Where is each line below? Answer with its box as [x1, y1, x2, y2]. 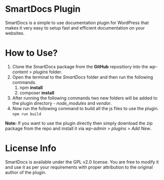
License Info [5, 143, 57, 154]
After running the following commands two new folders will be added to [12, 95, 158, 101]
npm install [19, 85, 43, 90]
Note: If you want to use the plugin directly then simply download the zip [5, 120, 153, 126]
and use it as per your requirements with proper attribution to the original [5, 164, 153, 170]
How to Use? [5, 48, 58, 59]
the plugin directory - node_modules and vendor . [12, 100, 112, 106]
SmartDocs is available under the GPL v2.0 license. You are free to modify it [5, 159, 159, 165]
